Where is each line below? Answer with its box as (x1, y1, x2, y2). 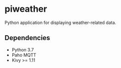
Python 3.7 (11, 46, 34, 52)
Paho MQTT (11, 52, 36, 58)
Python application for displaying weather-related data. (4, 20, 117, 25)
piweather (4, 3, 47, 15)
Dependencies (4, 34, 50, 42)
